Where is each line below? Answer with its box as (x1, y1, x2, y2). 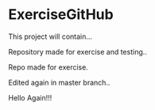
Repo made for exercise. (8, 62, 89, 72)
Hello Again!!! (8, 93, 52, 102)
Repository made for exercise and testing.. (8, 47, 147, 56)
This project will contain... (8, 32, 93, 41)
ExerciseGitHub (8, 6, 114, 24)
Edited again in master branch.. (8, 78, 110, 87)
